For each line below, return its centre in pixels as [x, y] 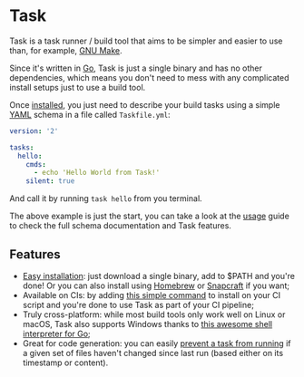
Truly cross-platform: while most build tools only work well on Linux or [154, 314]
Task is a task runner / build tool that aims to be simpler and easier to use [146, 41]
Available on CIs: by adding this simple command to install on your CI [152, 295]
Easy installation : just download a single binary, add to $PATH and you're [158, 276]
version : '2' [34, 131]
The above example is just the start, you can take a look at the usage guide [150, 216]
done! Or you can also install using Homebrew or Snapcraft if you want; [156, 285]
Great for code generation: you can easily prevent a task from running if [157, 343]
